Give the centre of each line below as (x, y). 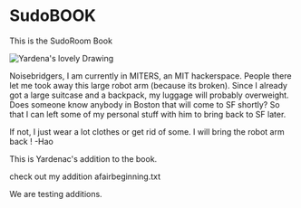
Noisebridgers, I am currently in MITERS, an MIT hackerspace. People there (150, 76)
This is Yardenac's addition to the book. (83, 158)
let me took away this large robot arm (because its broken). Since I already (149, 85)
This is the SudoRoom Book (61, 41)
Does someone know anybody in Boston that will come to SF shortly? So (145, 104)
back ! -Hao (32, 141)
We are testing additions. (56, 194)
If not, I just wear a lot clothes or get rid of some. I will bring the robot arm (147, 131)
